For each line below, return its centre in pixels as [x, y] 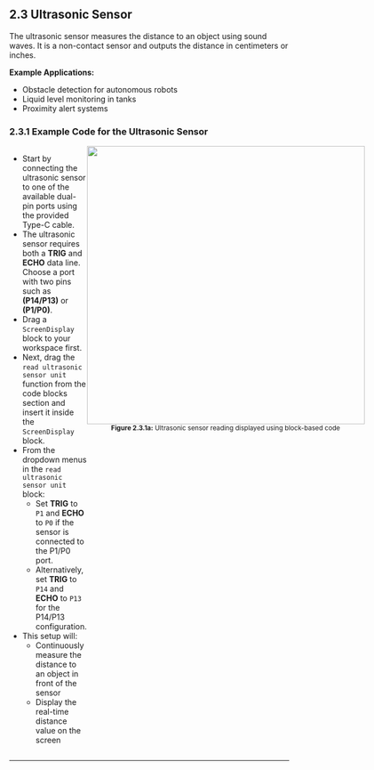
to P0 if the [55, 523]
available [38, 197]
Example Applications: [52, 72]
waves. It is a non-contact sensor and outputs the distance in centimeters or [149, 45]
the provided [45, 215]
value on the [58, 731]
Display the [56, 702]
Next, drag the [48, 357]
